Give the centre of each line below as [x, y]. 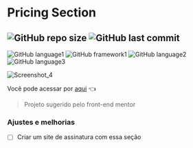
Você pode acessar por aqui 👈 [52, 88]
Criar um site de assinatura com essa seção [79, 137]
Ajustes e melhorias [41, 122]
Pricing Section [52, 13]
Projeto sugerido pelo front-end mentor [80, 104]
